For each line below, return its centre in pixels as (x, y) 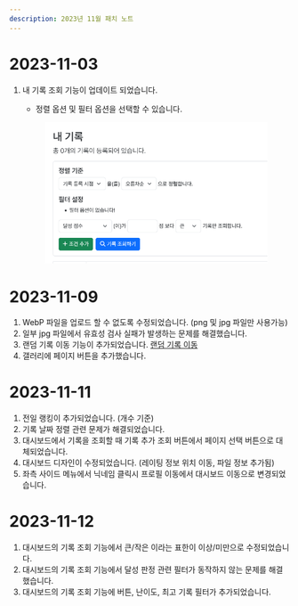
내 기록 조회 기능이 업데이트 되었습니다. (90, 90)
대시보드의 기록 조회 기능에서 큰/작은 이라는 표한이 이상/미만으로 (133, 547)
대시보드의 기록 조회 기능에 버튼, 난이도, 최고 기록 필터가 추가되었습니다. (146, 592)
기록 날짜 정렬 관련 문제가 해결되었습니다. (93, 430)
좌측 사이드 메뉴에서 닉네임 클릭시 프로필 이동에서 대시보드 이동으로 (138, 474)
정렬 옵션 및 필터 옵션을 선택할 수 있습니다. (109, 109)
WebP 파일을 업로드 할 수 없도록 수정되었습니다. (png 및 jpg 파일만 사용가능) (155, 323)
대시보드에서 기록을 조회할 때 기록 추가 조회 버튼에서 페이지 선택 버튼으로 (148, 440)
